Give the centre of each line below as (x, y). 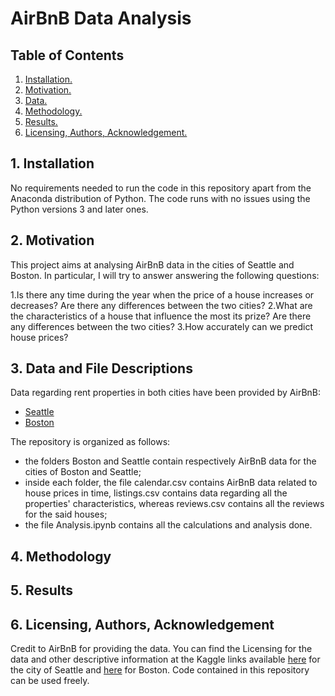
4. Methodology (61, 556)
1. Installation (52, 163)
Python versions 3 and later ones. (79, 209)
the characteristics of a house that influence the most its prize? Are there (161, 316)
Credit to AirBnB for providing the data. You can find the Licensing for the (161, 649)
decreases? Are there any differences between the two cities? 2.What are (161, 305)
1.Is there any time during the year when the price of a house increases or (162, 294)
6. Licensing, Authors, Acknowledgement (142, 624)
